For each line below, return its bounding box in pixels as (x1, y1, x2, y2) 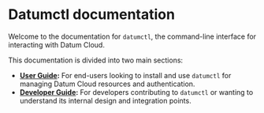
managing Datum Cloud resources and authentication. (19, 79, 195, 89)
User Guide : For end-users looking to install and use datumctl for (19, 70, 232, 80)
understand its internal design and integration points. (19, 96, 191, 105)
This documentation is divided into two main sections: (8, 55, 184, 65)
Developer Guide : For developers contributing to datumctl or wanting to (19, 87, 254, 96)
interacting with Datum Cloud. (8, 40, 105, 49)
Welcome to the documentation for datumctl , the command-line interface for (8, 32, 257, 41)
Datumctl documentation (8, 6, 176, 24)
